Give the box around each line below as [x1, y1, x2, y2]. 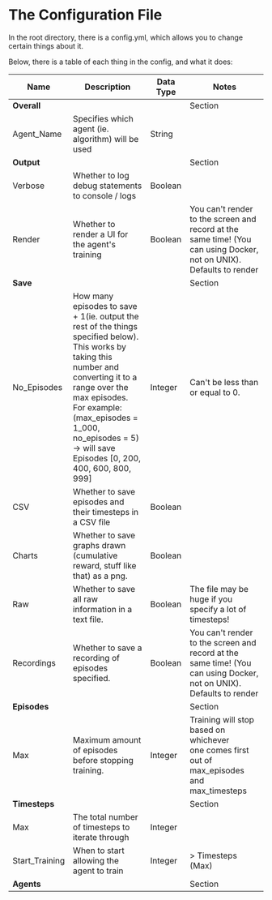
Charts [12, 550, 38, 561]
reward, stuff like [72, 559, 137, 571]
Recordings [12, 657, 57, 668]
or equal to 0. [189, 387, 240, 398]
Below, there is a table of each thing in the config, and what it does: [8, 57, 233, 66]
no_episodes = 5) [72, 432, 139, 444]
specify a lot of [189, 603, 247, 615]
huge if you [189, 594, 233, 605]
